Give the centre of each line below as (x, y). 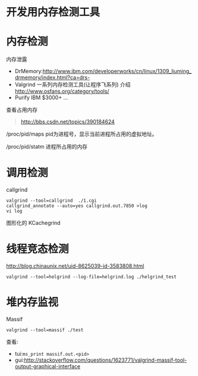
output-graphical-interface (48, 366)
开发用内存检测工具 (53, 12)
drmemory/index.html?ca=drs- (52, 77)
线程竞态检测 (38, 249)
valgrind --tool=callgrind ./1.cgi (51, 201)
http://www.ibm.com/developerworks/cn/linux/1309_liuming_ (117, 71)
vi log (14, 211)
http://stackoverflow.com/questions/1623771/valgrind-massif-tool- (106, 360)
